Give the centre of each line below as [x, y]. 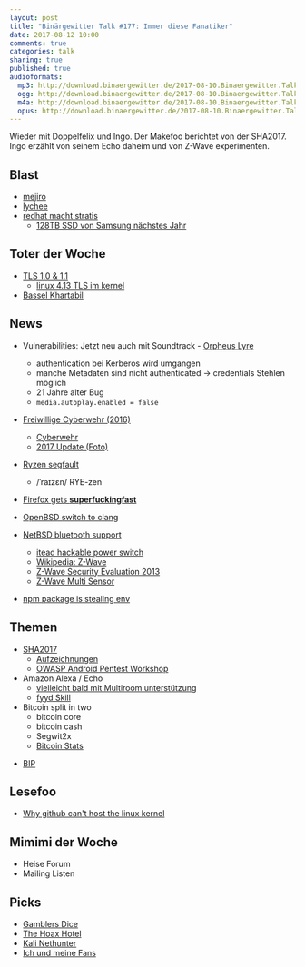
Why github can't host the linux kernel [93, 814]
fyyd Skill [53, 697]
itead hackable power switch [90, 552]
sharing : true [36, 60]
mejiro [34, 197]
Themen [34, 627]
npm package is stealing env [76, 598]
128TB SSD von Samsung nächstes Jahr [111, 226]
